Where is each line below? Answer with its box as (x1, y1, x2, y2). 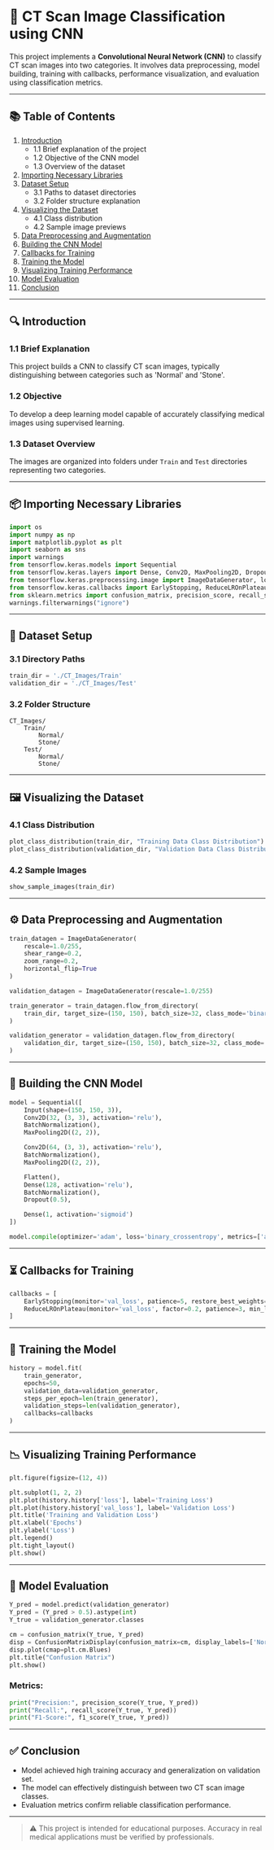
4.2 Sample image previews (33, 221, 127, 231)
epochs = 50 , (24, 1379, 61, 1387)
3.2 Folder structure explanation (33, 195, 141, 206)
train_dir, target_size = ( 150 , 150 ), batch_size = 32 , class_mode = (24, 1009, 246, 1017)
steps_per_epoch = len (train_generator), (24, 1394, 159, 1402)
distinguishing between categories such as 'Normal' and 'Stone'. (9, 370, 226, 380)
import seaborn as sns (9, 545, 86, 554)
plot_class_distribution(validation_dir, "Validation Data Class (9, 845, 235, 853)
